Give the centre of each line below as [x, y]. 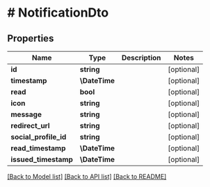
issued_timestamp [42, 159]
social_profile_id [39, 137]
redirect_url [30, 126]
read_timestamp [38, 148]
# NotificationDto [58, 13]
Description [141, 58]
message [26, 114]
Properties [31, 38]
